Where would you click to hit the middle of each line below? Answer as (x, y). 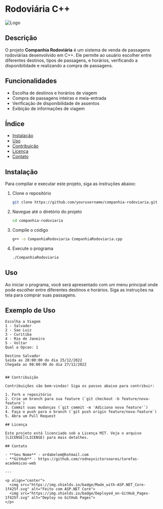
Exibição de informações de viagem (48, 108)
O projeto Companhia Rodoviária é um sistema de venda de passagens (78, 50)
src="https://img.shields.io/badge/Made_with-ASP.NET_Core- (83, 485)
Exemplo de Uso (30, 310)
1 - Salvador (18, 326)
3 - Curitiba (18, 335)
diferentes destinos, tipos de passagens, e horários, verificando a (71, 60)
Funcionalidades (31, 81)
